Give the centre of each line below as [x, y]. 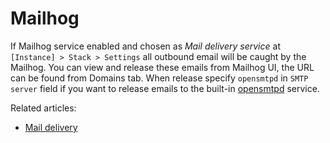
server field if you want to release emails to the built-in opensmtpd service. [165, 88]
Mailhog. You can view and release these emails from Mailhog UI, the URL [162, 67]
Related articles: [43, 108]
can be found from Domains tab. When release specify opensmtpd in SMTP [159, 78]
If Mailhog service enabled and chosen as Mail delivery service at [145, 46]
